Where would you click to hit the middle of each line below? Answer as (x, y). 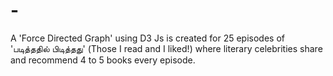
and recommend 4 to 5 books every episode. (103, 60)
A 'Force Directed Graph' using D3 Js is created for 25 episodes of (147, 38)
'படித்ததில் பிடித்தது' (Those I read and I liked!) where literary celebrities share (166, 48)
